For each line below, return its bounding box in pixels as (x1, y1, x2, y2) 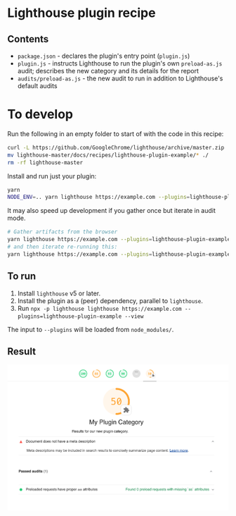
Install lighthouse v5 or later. (17, 289, 100, 297)
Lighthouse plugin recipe (7, 5, 156, 21)
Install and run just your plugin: (7, 171, 97, 180)
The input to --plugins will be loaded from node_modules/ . (7, 325, 174, 333)
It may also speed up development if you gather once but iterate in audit (7, 207, 216, 215)
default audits (17, 82, 58, 90)
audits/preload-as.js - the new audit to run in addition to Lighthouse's (17, 74, 223, 82)
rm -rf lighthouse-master (7, 159, 83, 166)
